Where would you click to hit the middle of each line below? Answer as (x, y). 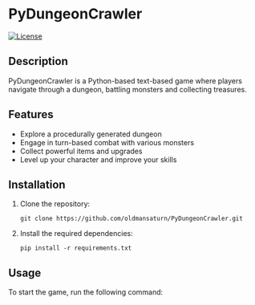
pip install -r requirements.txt (76, 248)
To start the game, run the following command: (86, 292)
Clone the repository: (55, 204)
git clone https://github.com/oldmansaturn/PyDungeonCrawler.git (131, 219)
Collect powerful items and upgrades (81, 151)
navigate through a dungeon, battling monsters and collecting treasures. (127, 89)
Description (38, 61)
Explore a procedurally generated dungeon (91, 134)
